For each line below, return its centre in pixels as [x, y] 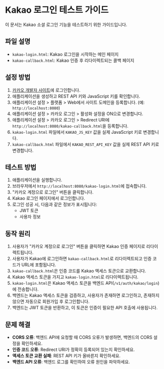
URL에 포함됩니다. [39, 265]
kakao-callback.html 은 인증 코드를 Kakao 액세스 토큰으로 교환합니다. [79, 271]
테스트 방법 [21, 167]
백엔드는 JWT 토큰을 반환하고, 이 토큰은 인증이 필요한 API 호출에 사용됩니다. [85, 308]
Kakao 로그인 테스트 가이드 [57, 10]
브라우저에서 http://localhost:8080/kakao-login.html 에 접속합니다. [79, 186]
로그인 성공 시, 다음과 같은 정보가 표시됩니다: [55, 204]
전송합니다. [28, 289]
